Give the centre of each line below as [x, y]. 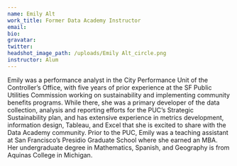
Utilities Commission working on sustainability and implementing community [119, 95]
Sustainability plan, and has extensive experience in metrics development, [116, 117]
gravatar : [22, 40]
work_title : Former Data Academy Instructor [74, 20]
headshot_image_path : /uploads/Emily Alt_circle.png [87, 54]
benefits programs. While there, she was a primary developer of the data [114, 102]
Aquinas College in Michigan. [50, 155]
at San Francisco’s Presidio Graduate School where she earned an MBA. [112, 140]
